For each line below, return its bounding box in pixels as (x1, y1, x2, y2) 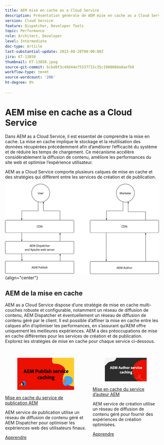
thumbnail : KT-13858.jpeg (5, 59, 58, 64)
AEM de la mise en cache (5, 289, 83, 297)
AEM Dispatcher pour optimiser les (5, 420, 75, 425)
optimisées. (92, 422, 116, 427)
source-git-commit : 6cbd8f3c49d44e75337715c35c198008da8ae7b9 (5, 64, 134, 69)
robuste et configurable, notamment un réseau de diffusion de (23, 307, 149, 313)
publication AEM (5, 400, 38, 405)
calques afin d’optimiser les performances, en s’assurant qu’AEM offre (5, 323, 146, 329)
